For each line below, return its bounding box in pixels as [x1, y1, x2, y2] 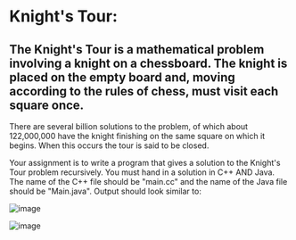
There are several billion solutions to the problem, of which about [9, 121, 248, 131]
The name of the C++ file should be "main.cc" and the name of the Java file [9, 177, 288, 186]
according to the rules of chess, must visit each [9, 83, 279, 99]
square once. [9, 97, 85, 112]
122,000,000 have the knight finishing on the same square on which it [9, 131, 266, 141]
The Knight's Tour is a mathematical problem [9, 42, 265, 57]
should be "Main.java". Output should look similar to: [9, 186, 202, 196]
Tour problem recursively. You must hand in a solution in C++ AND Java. [9, 167, 275, 178]
